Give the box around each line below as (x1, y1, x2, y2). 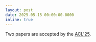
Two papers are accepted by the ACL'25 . (5, 31, 91, 37)
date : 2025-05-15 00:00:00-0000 (5, 12, 74, 17)
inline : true (5, 17, 33, 22)
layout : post (5, 7, 33, 13)
